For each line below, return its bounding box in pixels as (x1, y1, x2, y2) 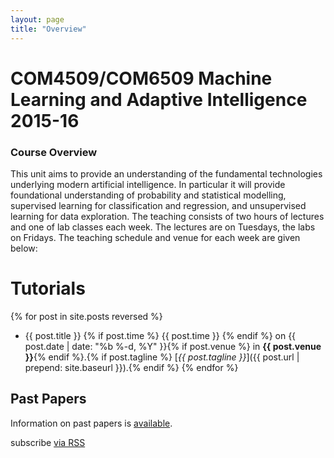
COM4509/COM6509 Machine (10, 67, 273, 90)
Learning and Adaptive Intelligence (10, 88, 308, 111)
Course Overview (10, 145, 98, 159)
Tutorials (10, 277, 86, 300)
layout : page (10, 14, 65, 25)
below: (10, 242, 38, 254)
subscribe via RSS (10, 436, 86, 448)
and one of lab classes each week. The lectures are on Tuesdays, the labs (10, 221, 316, 233)
